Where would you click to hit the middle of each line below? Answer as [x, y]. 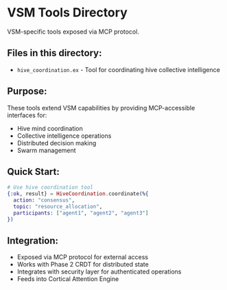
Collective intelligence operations [64, 136]
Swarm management [47, 150]
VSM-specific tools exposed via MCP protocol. [73, 32]
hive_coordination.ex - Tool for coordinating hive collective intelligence [119, 69]
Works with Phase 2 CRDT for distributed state [83, 265]
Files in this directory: [55, 53]
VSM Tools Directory [68, 13]
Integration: [33, 241]
